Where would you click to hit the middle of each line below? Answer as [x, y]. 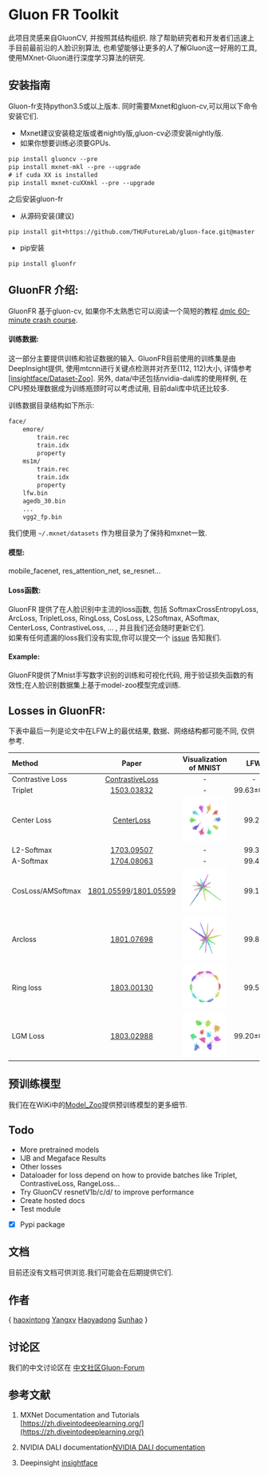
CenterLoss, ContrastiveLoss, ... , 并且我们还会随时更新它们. [107, 628]
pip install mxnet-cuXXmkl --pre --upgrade [82, 183]
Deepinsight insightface [59, 1462]
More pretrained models [59, 1150]
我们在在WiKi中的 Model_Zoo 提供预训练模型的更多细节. [98, 1104]
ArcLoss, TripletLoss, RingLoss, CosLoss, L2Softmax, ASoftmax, [114, 618]
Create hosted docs [52, 1200]
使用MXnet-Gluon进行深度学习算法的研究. [77, 57]
